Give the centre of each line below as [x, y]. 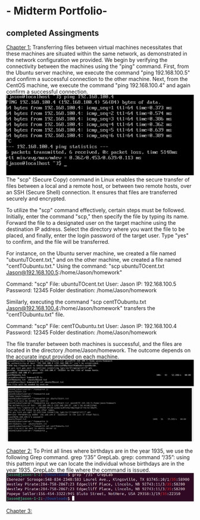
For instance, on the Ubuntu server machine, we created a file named [91, 253]
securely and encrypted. [36, 199]
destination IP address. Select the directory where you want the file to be [96, 229]
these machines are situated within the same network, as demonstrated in [97, 54]
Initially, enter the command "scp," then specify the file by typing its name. [98, 216]
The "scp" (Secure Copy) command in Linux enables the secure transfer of [98, 179]
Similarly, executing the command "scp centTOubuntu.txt [76, 302]
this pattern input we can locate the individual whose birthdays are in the [95, 464]
